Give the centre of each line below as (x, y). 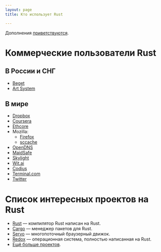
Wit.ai (18, 163)
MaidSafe (22, 153)
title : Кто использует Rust (34, 14)
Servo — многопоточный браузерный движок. (61, 234)
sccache (28, 142)
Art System (24, 88)
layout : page (19, 10)
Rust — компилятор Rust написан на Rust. (56, 223)
